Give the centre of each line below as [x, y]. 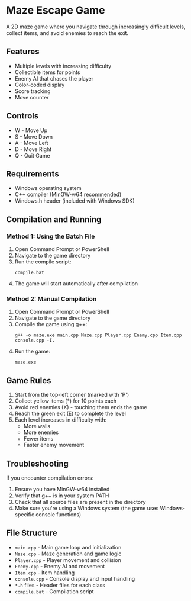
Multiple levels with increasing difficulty [63, 66]
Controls [22, 116]
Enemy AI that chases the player [54, 78]
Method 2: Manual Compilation [51, 298]
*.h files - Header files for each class [60, 585]
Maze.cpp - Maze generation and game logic [68, 554]
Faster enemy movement [54, 445]
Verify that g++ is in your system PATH [62, 496]
